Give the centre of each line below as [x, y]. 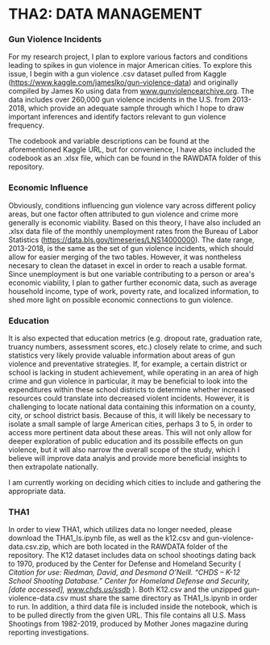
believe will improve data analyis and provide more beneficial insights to [128, 459]
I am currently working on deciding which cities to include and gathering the [135, 483]
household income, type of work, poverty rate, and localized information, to [134, 291]
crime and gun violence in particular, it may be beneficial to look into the [128, 381]
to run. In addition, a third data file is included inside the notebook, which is [133, 607]
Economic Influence [48, 188]
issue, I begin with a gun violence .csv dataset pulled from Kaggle [118, 74]
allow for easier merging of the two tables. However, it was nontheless [125, 257]
